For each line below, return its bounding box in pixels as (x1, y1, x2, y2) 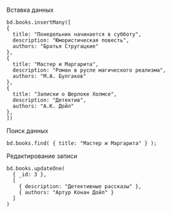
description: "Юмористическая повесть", (12, 37, 130, 44)
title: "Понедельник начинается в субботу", (12, 31, 142, 38)
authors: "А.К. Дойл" (12, 103, 75, 109)
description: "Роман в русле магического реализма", (12, 67, 167, 74)
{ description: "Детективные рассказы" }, (19, 183, 142, 190)
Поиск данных (6, 126, 49, 135)
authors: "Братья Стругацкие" (12, 43, 99, 50)
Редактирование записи (6, 152, 77, 160)
